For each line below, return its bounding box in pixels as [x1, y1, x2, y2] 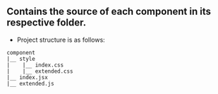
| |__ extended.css [6, 67, 73, 75]
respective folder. [6, 17, 86, 29]
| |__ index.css [6, 61, 64, 69]
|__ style [6, 55, 36, 62]
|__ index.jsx [6, 74, 49, 81]
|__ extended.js [6, 80, 54, 87]
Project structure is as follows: [16, 35, 105, 44]
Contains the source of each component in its [6, 6, 211, 18]
